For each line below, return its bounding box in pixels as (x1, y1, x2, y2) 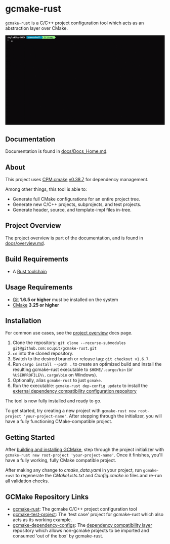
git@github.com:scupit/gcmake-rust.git (12, 346, 97, 351)
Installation (5, 316, 41, 325)
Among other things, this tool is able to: (5, 186, 87, 192)
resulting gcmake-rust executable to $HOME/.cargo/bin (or (12, 366, 133, 372)
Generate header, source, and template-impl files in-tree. (12, 207, 132, 213)
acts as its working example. (12, 517, 72, 523)
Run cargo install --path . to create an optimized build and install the (12, 361, 162, 367)
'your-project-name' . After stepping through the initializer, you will (23, 413, 162, 419)
